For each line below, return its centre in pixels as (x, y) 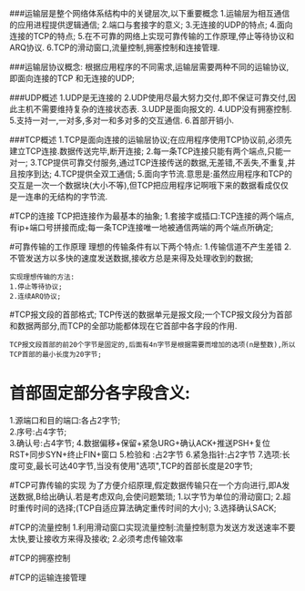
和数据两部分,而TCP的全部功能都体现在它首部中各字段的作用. (123, 326)
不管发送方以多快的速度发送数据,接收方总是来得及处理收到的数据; (132, 258)
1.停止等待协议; (36, 287)
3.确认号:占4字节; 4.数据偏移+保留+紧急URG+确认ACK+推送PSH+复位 (140, 443)
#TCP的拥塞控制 (40, 557)
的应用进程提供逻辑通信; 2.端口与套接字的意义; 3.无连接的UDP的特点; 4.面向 (151, 25)
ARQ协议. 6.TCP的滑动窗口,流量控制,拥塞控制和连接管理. (115, 47)
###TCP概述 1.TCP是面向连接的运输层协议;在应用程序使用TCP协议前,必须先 (151, 140)
